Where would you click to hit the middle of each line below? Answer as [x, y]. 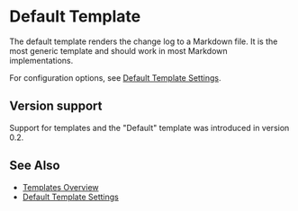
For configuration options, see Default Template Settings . [115, 77]
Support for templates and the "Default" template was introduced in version [149, 127]
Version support [56, 106]
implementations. [41, 60]
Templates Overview [60, 187]
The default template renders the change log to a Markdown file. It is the [144, 41]
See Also [35, 166]
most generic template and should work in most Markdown [118, 50]
